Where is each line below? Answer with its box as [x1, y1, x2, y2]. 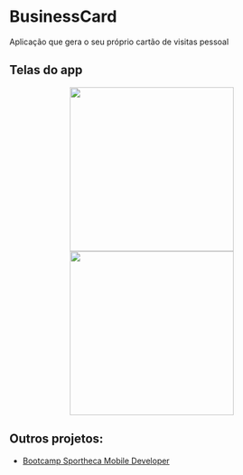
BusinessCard [9, 6, 117, 27]
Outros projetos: [9, 432, 104, 447]
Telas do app [9, 62, 83, 78]
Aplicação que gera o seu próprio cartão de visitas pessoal [9, 36, 229, 47]
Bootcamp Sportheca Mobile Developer [22, 455, 170, 466]
